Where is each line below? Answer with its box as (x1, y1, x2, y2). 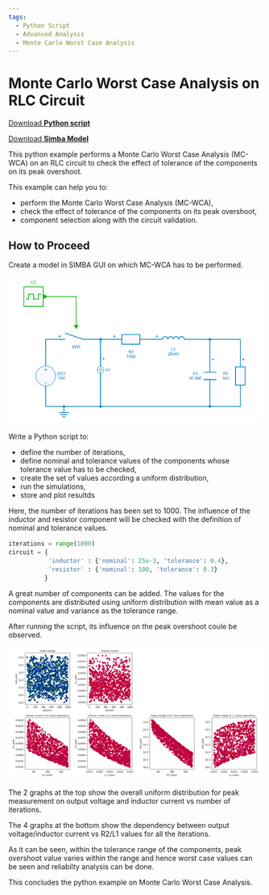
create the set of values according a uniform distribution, (19, 473, 209, 483)
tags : (8, 13, 27, 21)
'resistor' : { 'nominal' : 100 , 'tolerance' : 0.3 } (48, 565, 218, 574)
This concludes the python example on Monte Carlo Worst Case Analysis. (8, 877, 253, 888)
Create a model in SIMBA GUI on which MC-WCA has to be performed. (8, 260, 243, 270)
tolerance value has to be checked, (19, 464, 137, 474)
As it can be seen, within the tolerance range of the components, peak (8, 845, 242, 855)
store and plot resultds (19, 490, 95, 500)
